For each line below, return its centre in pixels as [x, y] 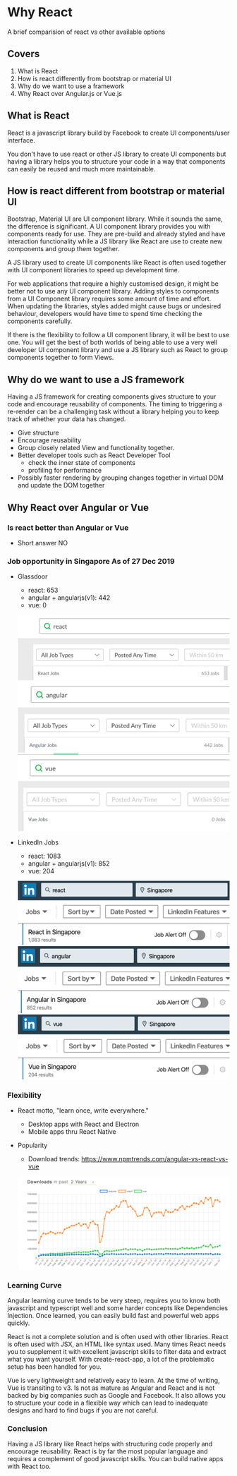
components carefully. [40, 321]
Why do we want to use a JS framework [96, 379]
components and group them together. [63, 249]
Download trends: [54, 1159]
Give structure [38, 433]
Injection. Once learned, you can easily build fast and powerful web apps [114, 1316]
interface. [21, 140]
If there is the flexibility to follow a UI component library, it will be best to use [119, 335]
